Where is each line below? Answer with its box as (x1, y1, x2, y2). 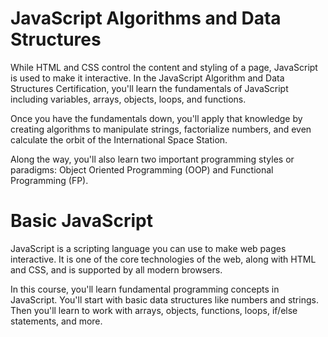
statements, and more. (10, 315, 103, 327)
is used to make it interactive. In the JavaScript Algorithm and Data (10, 72, 285, 84)
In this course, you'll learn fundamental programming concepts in (10, 283, 280, 295)
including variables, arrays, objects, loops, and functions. (10, 93, 247, 105)
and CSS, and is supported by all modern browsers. (10, 263, 223, 276)
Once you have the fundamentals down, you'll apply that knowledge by (10, 112, 303, 124)
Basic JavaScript (10, 210, 153, 232)
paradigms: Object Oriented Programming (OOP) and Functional (10, 163, 274, 176)
